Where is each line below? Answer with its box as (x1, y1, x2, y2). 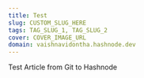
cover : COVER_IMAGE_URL (8, 33, 87, 42)
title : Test (8, 11, 47, 20)
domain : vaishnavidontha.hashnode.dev (8, 41, 136, 49)
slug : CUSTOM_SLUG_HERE (8, 19, 87, 27)
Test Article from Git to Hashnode (8, 62, 117, 72)
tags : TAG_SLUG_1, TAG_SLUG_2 (8, 26, 108, 34)
